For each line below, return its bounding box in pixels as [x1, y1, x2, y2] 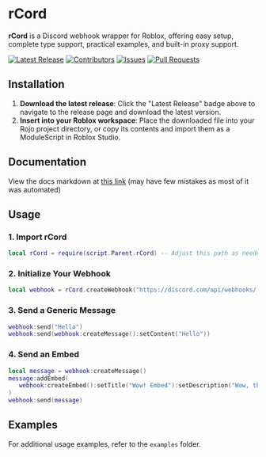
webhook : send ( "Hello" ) [8, 322, 83, 331]
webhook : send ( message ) [8, 397, 83, 405]
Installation [8, 78, 65, 91]
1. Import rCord [8, 231, 67, 242]
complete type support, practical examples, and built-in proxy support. [8, 39, 239, 48]
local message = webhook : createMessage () [8, 367, 147, 375]
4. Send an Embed [8, 349, 79, 360]
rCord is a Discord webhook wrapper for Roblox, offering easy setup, [8, 31, 234, 40]
